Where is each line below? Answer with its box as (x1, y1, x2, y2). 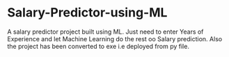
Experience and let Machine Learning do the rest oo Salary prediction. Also (7, 34, 223, 43)
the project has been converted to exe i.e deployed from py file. (7, 42, 190, 50)
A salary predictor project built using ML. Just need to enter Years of (7, 27, 204, 36)
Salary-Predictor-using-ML (7, 5, 168, 21)
